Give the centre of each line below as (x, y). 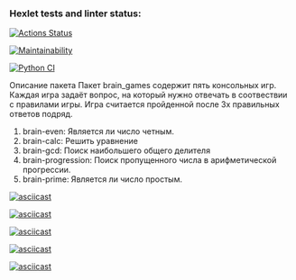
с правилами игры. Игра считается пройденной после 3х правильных (144, 104)
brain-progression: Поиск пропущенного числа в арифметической (149, 160)
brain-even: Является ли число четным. (98, 131)
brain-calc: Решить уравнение (80, 141)
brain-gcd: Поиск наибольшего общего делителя (116, 150)
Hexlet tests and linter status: (75, 14)
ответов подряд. (42, 114)
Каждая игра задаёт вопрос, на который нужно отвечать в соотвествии (148, 95)
